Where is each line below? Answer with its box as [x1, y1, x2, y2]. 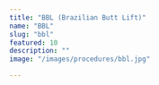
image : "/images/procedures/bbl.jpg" [9, 55, 151, 64]
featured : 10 [9, 38, 58, 47]
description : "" [9, 47, 70, 55]
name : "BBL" [9, 21, 54, 30]
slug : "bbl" [9, 30, 54, 38]
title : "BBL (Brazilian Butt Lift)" [9, 13, 146, 22]
